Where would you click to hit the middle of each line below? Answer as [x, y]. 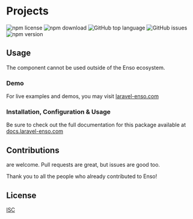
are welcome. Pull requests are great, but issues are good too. [83, 165]
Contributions [33, 150]
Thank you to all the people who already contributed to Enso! [82, 176]
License [21, 195]
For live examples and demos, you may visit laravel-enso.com [83, 96]
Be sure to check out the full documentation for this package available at [96, 125]
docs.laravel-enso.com [35, 131]
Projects [28, 11]
